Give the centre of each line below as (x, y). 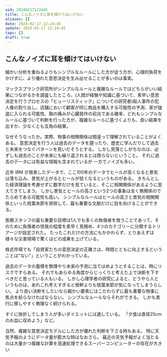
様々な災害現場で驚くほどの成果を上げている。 (53, 238)
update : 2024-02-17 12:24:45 (35, 28)
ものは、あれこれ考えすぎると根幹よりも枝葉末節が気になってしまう (83, 285)
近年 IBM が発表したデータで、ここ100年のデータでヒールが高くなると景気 (82, 172)
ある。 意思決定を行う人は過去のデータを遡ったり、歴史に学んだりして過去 (82, 143)
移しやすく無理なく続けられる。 (47, 303)
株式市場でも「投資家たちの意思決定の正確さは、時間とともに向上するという (84, 249)
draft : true (17, 38)
